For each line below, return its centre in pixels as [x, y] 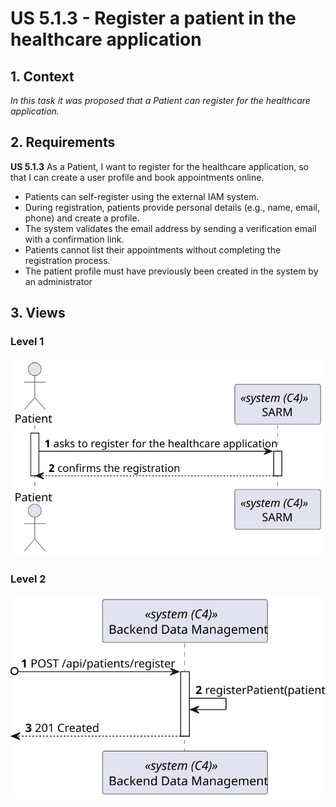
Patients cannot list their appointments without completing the [153, 249]
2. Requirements [63, 142]
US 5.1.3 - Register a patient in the [153, 18]
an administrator [58, 281]
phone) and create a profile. [82, 218]
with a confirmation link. [74, 239]
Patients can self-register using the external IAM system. [142, 196]
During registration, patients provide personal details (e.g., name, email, [172, 207]
